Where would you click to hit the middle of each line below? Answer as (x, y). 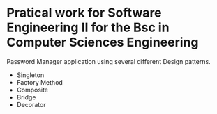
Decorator (31, 104)
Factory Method (40, 82)
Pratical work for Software (84, 13)
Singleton (30, 75)
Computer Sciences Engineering (103, 42)
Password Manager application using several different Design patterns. (108, 61)
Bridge (26, 97)
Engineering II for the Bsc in (88, 27)
